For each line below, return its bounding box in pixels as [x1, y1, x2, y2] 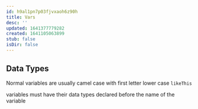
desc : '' [6, 20, 28, 25]
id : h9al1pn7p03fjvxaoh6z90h [6, 8, 78, 15]
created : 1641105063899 [6, 31, 65, 37]
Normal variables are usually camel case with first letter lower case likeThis [6, 79, 192, 86]
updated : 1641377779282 [6, 25, 65, 31]
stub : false [6, 36, 35, 42]
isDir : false [6, 42, 38, 48]
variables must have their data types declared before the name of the [6, 91, 175, 98]
